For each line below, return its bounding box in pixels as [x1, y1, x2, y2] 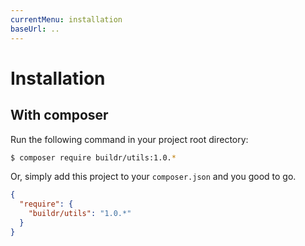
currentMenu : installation [10, 14, 123, 25]
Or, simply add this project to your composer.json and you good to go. [10, 171, 297, 183]
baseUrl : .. [10, 24, 60, 34]
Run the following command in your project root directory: [10, 133, 249, 145]
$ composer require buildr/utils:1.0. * [10, 152, 177, 163]
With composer [10, 107, 109, 124]
